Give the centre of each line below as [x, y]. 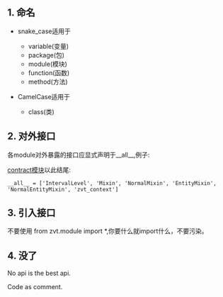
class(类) [41, 111]
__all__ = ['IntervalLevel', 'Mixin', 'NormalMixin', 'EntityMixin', [112, 183]
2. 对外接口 [32, 136]
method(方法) [48, 82]
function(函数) [49, 72]
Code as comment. [35, 287]
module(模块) [47, 64]
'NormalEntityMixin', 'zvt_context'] [63, 189]
